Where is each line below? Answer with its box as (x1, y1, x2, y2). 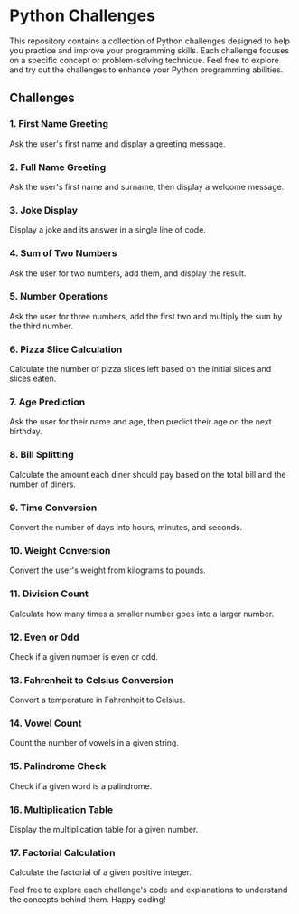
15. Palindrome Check (9, 760, 107, 773)
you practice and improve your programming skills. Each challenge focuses (9, 44, 290, 55)
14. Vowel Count (9, 717, 82, 729)
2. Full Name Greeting (9, 160, 107, 173)
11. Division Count (9, 587, 89, 600)
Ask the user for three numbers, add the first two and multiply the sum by (9, 310, 283, 321)
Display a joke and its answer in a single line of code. (9, 224, 206, 235)
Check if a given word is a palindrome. (9, 780, 153, 792)
